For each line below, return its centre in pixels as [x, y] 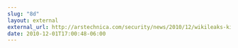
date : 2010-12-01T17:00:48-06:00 [57, 34]
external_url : [28, 27]
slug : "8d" [23, 14]
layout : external [33, 20]
